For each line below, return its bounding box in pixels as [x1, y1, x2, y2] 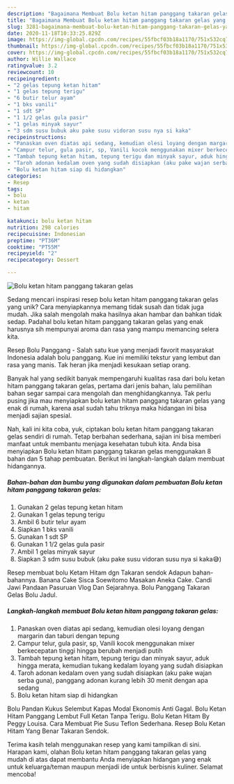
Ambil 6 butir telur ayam [17, 517, 86, 526]
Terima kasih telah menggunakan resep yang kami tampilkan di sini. [7, 740, 201, 748]
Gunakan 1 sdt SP [17, 532, 68, 541]
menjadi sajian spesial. [7, 411, 72, 420]
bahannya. [7, 575, 38, 584]
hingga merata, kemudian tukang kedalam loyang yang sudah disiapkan [17, 661, 224, 670]
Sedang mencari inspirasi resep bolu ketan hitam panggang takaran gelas [7, 295, 219, 304]
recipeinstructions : [7, 133, 68, 140]
